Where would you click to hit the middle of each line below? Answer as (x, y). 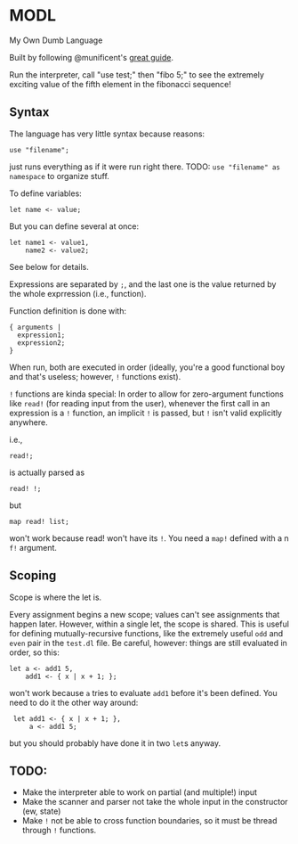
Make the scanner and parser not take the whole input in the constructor (155, 802)
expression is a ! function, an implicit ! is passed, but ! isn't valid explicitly (146, 413)
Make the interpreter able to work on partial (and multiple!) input (140, 792)
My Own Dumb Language (56, 40)
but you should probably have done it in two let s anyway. (115, 743)
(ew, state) (41, 811)
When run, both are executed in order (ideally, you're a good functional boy (147, 367)
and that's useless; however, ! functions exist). (95, 376)
